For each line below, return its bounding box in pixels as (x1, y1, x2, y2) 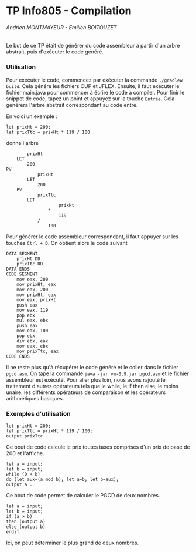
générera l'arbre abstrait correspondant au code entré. (6, 101, 138, 108)
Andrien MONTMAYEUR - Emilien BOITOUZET (6, 23, 117, 31)
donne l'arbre (6, 139, 39, 146)
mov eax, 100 (16, 328, 49, 334)
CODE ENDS (6, 354, 30, 359)
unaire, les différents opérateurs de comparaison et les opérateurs (6, 389, 166, 396)
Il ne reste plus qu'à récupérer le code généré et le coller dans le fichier (6, 363, 178, 371)
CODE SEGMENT (6, 271, 38, 277)
